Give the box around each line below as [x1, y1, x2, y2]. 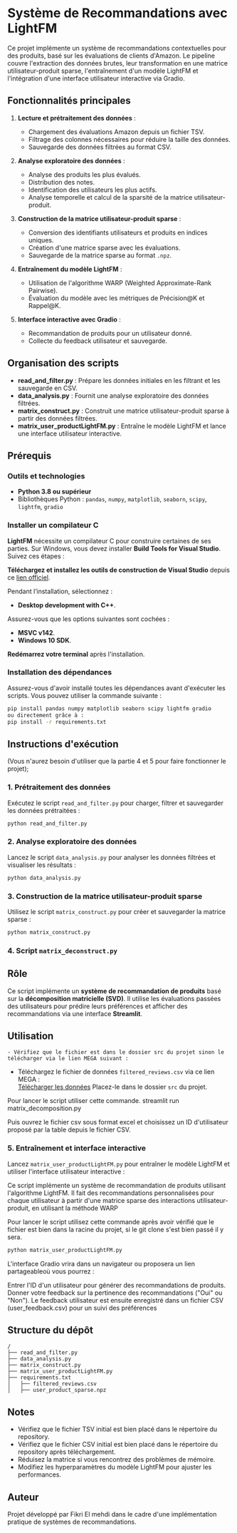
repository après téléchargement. [17, 1447, 116, 1456]
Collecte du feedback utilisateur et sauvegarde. [28, 337, 167, 345]
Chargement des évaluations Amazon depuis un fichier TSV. [28, 127, 205, 136]
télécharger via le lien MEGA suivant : [7, 1055, 130, 1062]
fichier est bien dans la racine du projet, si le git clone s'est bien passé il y [7, 1225, 224, 1234]
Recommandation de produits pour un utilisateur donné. [28, 329, 192, 337]
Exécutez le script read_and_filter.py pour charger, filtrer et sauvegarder [7, 799, 224, 807]
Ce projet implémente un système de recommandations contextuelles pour [7, 43, 226, 52]
